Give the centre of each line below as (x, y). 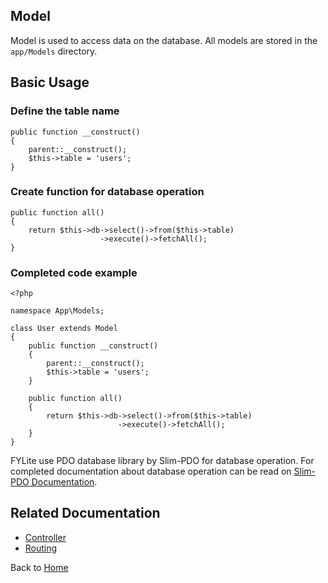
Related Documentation (85, 513)
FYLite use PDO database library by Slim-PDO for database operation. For (162, 461)
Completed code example (74, 272)
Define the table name (65, 111)
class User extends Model (64, 329)
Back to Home (39, 567)
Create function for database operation (107, 192)
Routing (41, 548)
